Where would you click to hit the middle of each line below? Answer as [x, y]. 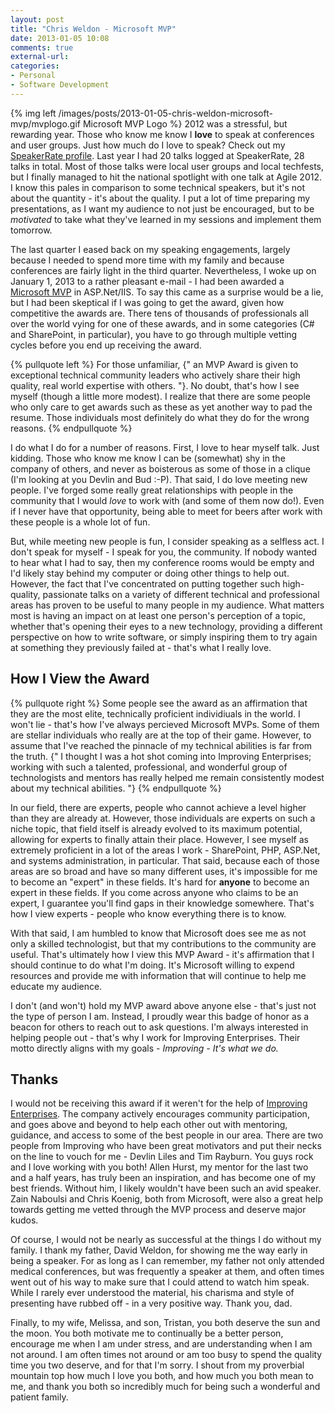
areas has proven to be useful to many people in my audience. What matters [167, 605]
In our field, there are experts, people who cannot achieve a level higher [158, 807]
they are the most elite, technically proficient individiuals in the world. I [155, 713]
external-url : [40, 57]
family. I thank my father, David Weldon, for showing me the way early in [159, 1250]
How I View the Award [80, 679]
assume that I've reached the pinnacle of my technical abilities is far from [161, 745]
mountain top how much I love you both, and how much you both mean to [162, 1376]
